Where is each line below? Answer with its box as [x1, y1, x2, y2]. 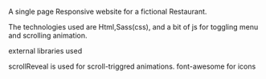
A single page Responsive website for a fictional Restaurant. [8, 7, 207, 16]
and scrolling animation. [8, 31, 88, 40]
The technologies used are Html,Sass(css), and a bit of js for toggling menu [8, 22, 259, 31]
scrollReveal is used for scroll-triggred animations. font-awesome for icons [8, 61, 256, 71]
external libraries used [8, 46, 83, 55]
